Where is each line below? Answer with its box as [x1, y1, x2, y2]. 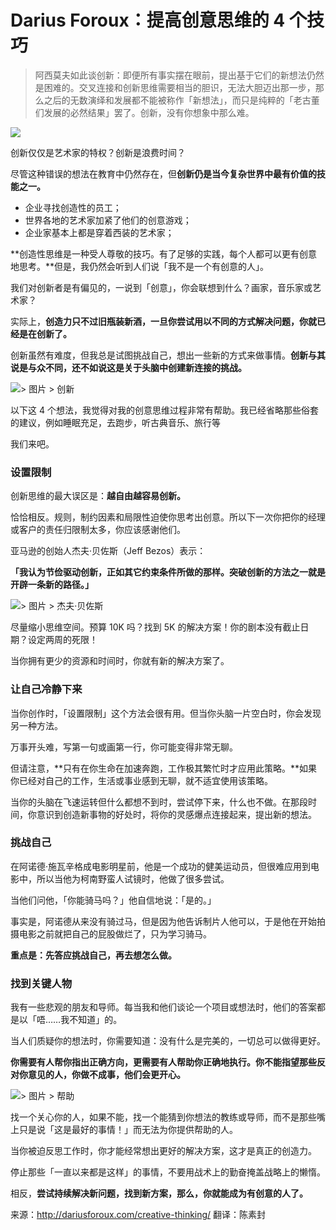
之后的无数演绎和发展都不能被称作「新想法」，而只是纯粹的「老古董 [43, 94, 320, 106]
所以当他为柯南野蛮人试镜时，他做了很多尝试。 [36, 872, 230, 885]
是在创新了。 [18, 327, 72, 340]
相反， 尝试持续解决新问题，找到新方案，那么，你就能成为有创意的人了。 [10, 1187, 308, 1200]
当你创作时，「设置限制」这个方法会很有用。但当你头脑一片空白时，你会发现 [10, 707, 322, 719]
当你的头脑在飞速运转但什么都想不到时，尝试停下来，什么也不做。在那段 [10, 796, 308, 808]
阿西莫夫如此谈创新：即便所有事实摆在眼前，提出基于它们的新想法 [34, 69, 307, 81]
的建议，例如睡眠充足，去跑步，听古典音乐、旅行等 [10, 416, 221, 428]
